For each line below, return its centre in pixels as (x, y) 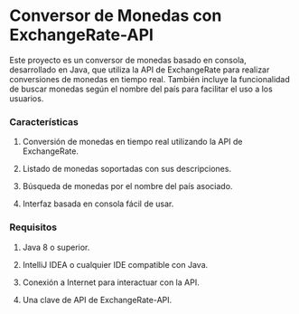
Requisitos (33, 227)
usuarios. (27, 98)
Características (44, 121)
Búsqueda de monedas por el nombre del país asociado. (127, 186)
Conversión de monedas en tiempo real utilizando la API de (132, 142)
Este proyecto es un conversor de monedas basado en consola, (128, 60)
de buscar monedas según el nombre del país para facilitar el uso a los (141, 89)
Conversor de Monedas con (116, 16)
